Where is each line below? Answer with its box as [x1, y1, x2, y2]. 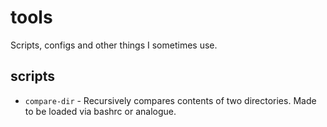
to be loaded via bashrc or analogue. [24, 105, 177, 117]
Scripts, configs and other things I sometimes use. [10, 39, 218, 51]
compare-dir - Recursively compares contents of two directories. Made [24, 94, 317, 106]
